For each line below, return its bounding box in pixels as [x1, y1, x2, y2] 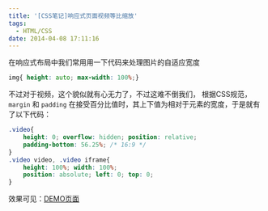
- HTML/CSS [15, 27, 53, 35]
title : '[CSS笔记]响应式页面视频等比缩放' [8, 11, 138, 20]
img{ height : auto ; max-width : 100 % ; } [8, 74, 139, 82]
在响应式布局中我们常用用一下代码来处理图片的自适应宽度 [8, 57, 200, 67]
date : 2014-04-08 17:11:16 [8, 34, 100, 43]
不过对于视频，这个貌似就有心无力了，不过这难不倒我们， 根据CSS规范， [8, 90, 253, 99]
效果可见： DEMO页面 [8, 194, 79, 204]
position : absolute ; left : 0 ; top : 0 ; [23, 171, 154, 179]
